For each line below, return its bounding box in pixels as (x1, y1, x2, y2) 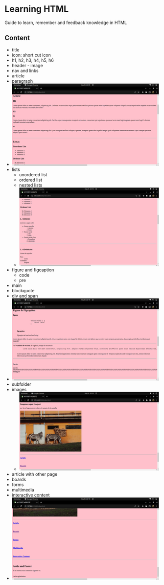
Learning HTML (4, 3, 69, 15)
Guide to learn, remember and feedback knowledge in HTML (4, 20, 127, 25)
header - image (11, 62, 43, 68)
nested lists (19, 182, 43, 188)
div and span (11, 293, 38, 299)
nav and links (11, 68, 39, 73)
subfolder (11, 381, 31, 387)
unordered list (19, 172, 47, 178)
